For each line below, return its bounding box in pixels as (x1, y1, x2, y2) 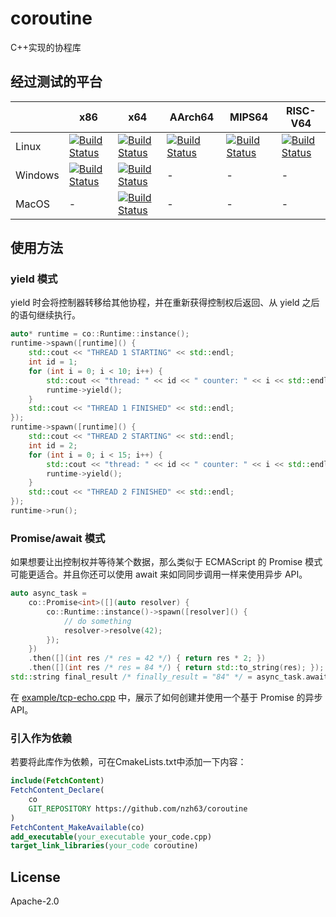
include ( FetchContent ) (10, 776, 105, 786)
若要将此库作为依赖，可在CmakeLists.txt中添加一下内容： (10, 756, 247, 768)
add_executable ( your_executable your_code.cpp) (10, 832, 213, 842)
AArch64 (169, 110, 215, 124)
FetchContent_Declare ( (10, 785, 105, 796)
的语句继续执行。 (10, 309, 81, 321)
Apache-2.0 (10, 895, 60, 907)
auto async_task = (10, 588, 87, 599)
